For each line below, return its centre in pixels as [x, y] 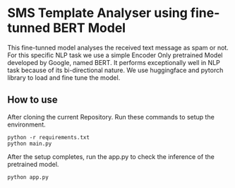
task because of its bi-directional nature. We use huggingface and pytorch [115, 70]
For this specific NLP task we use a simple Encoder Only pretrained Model [115, 55]
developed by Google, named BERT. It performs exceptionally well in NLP [114, 62]
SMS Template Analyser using [98, 13]
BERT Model [89, 28]
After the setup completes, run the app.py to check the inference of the [111, 156]
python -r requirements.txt [49, 137]
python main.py [30, 143]
